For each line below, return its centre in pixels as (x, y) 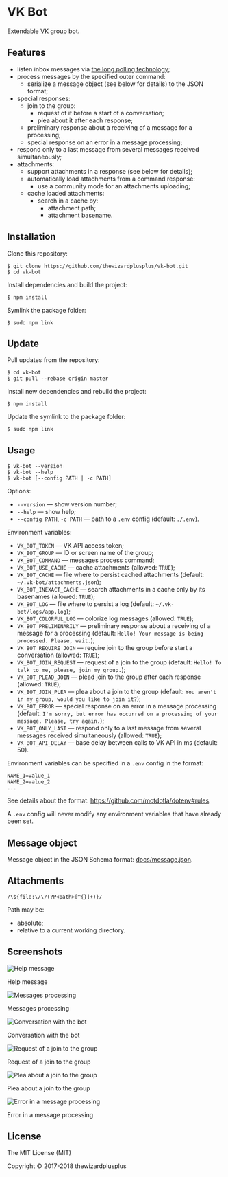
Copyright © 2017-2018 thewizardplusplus (67, 1166)
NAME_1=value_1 (29, 776)
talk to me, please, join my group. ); (71, 670)
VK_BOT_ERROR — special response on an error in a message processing (117, 706)
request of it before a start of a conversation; (101, 113)
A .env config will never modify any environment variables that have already (114, 814)
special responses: (43, 98)
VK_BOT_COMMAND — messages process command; (86, 560)
